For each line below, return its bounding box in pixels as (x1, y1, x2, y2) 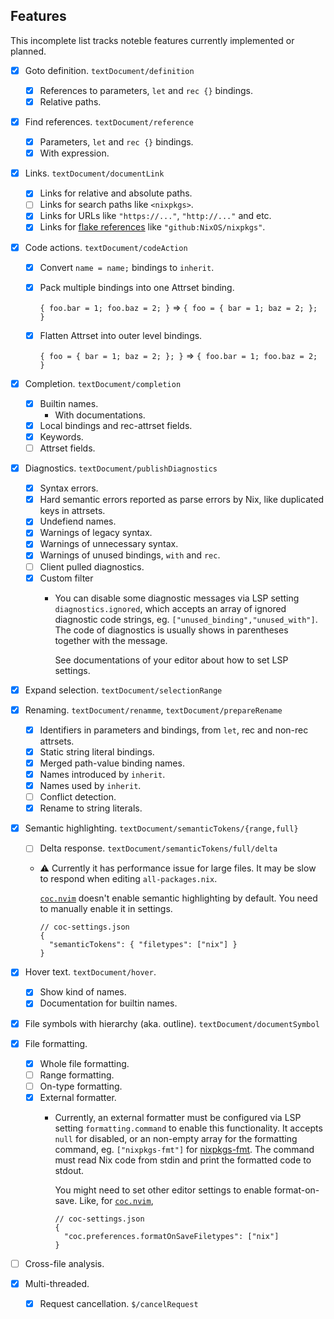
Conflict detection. (39, 791, 117, 803)
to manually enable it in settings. (39, 903, 173, 915)
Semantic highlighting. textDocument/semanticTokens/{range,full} (24, 822, 299, 834)
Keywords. (39, 430, 84, 443)
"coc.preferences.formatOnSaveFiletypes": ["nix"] (63, 1231, 280, 1241)
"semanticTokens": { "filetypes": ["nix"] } (48, 940, 238, 950)
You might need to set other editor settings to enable (54, 1184, 272, 1196)
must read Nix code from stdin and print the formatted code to (54, 1154, 312, 1166)
